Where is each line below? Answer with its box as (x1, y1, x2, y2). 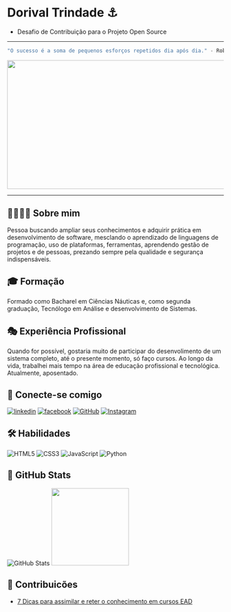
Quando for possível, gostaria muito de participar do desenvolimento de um (7, 347, 221, 355)
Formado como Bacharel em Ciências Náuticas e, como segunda (7, 297, 191, 306)
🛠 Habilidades (7, 428, 71, 440)
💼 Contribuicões (7, 579, 78, 591)
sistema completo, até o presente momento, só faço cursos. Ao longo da (7, 354, 213, 363)
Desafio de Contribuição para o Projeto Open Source (16, 27, 167, 36)
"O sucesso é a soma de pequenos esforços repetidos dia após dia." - (7, 47, 214, 54)
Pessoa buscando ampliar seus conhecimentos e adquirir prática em (7, 225, 201, 234)
